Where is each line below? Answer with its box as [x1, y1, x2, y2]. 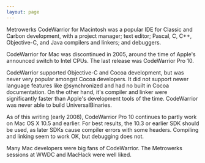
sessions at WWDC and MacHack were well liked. [6, 151, 132, 158]
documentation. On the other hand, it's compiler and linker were [6, 88, 168, 95]
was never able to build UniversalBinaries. [6, 101, 112, 109]
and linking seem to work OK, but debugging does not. [6, 132, 144, 140]
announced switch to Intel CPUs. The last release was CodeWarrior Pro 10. [6, 57, 195, 64]
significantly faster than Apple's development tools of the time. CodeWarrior [6, 95, 198, 102]
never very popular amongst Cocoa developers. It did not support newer [6, 75, 189, 82]
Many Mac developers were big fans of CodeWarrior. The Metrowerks [6, 144, 182, 151]
